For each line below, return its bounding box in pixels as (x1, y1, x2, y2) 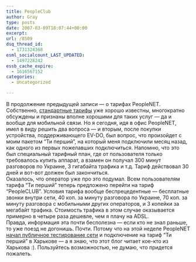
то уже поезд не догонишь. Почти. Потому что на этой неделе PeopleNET (6, 225, 190, 232)
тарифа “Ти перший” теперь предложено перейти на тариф (6, 182, 154, 188)
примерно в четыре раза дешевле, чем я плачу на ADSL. (6, 213, 149, 220)
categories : (6, 74, 35, 80)
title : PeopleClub (6, 8, 51, 15)
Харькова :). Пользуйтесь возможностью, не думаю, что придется (6, 244, 173, 251)
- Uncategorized (11, 80, 51, 86)
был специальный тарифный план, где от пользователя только (6, 151, 163, 157)
